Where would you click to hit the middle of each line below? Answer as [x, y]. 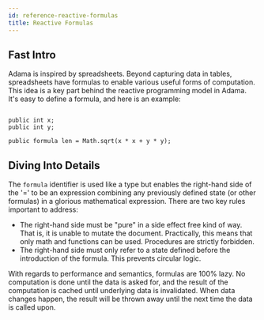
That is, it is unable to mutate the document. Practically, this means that [136, 233]
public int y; [32, 127]
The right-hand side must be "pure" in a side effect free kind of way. [131, 225]
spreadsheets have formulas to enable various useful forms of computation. [132, 82]
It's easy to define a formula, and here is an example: [94, 99]
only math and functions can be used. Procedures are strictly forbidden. [137, 242]
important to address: [43, 209]
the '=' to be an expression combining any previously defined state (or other [132, 193]
